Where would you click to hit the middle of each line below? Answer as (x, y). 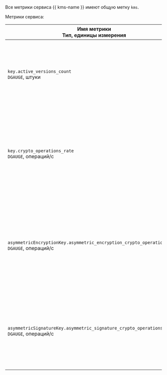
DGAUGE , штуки (24, 77)
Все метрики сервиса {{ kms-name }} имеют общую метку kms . (72, 7)
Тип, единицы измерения (94, 35)
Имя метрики (94, 29)
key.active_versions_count (40, 71)
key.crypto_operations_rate (41, 151)
